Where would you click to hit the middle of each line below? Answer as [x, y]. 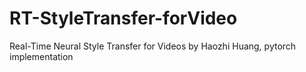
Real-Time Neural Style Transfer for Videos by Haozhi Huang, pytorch [153, 46]
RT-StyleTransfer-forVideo [123, 18]
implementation [41, 56]
